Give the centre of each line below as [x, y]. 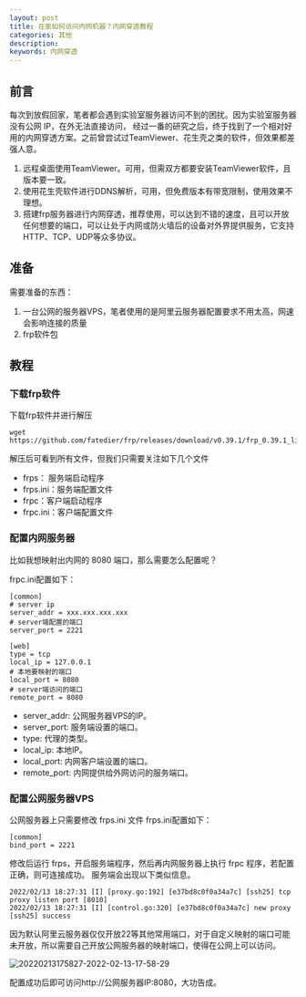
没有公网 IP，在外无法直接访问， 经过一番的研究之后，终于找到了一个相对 [147, 126]
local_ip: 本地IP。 [55, 750]
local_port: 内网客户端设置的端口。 [87, 761]
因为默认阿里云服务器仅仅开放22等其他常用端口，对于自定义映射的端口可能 [150, 934]
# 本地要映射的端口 [41, 671]
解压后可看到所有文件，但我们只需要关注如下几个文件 [109, 459]
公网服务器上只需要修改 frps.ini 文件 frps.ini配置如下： [111, 820]
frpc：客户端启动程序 [62, 501]
